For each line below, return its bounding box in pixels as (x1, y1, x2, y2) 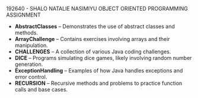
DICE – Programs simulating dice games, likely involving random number (14, 55, 192, 61)
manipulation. (14, 42, 49, 49)
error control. (14, 74, 47, 80)
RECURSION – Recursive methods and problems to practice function (14, 80, 183, 87)
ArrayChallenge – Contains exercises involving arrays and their (14, 36, 170, 42)
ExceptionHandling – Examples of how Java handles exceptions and (14, 67, 183, 74)
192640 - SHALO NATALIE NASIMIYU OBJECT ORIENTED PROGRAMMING (6, 5, 188, 12)
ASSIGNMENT (6, 11, 41, 18)
